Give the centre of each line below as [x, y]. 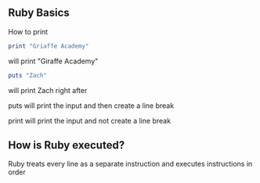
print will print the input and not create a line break [89, 120]
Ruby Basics [39, 13]
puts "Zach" [27, 75]
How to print [28, 31]
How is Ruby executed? [67, 145]
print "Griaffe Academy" [49, 46]
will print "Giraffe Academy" [53, 61]
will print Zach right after [48, 90]
